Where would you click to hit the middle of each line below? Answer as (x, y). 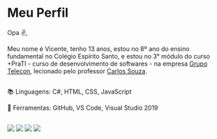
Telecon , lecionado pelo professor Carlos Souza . (77, 71)
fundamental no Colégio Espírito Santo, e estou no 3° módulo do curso (109, 56)
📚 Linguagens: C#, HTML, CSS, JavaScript (69, 92)
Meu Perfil (38, 13)
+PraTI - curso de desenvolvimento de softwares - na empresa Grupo (107, 64)
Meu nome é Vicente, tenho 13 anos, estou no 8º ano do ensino (98, 49)
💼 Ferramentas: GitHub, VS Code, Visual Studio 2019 (83, 108)
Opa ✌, (17, 32)
